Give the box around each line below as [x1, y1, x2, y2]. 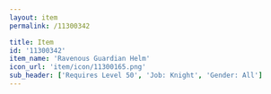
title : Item [9, 38, 54, 47]
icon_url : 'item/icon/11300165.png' [9, 63, 146, 72]
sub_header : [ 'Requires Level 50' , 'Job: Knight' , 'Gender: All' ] [9, 71, 263, 81]
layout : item [9, 13, 58, 22]
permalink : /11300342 [9, 21, 91, 30]
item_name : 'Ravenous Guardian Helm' [9, 55, 151, 64]
